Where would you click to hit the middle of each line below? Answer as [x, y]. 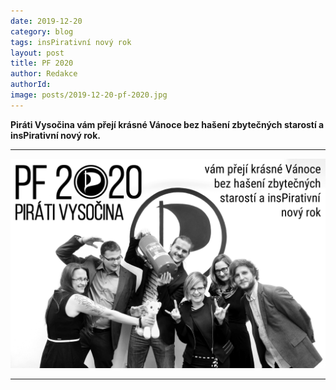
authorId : [31, 85]
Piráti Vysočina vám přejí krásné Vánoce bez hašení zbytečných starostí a [167, 124]
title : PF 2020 [42, 63]
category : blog [42, 31]
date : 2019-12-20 [46, 21]
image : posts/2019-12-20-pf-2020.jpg [89, 95]
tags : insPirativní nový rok [71, 42]
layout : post [37, 53]
